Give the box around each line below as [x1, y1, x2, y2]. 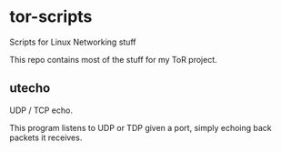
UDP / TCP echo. [9, 105, 73, 116]
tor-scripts [9, 6, 93, 27]
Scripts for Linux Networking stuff [9, 36, 136, 47]
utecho [9, 80, 51, 96]
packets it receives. [9, 132, 83, 143]
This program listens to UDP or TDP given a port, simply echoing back [9, 122, 273, 133]
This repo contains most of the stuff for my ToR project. [9, 54, 218, 65]
